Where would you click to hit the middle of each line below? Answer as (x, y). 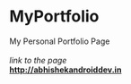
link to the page (38, 60)
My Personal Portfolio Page (60, 41)
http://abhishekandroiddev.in (65, 70)
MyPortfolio (54, 17)
